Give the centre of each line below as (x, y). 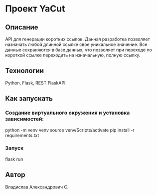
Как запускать (29, 99)
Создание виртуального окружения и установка (68, 113)
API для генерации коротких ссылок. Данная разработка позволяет (78, 39)
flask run (14, 159)
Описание (22, 27)
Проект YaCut (35, 9)
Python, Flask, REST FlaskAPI (35, 82)
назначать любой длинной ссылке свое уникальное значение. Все (77, 44)
